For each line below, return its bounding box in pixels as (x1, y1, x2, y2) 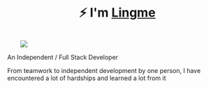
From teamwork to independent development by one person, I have (7, 66, 201, 74)
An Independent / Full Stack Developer (7, 53, 119, 61)
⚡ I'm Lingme (79, 5, 156, 21)
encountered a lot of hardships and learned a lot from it (7, 74, 166, 82)
